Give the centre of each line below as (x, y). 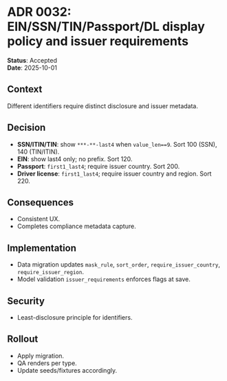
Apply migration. (40, 356)
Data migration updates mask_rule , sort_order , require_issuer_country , (118, 265)
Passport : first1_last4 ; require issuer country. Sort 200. (98, 166)
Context (25, 89)
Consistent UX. (39, 219)
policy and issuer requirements (98, 41)
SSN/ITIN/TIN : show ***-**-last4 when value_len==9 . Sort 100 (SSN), (117, 144)
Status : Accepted (32, 60)
